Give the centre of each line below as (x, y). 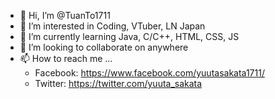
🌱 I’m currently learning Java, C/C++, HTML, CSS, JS (129, 36)
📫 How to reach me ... (66, 58)
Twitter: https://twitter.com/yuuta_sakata (118, 83)
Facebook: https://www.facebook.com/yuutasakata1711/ (149, 73)
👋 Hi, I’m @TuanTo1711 (65, 15)
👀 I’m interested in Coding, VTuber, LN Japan (112, 26)
